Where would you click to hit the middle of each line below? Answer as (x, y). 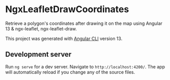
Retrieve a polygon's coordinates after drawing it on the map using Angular (84, 23)
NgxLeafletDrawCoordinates (67, 9)
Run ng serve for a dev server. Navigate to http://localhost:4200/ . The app (85, 66)
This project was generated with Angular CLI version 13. (64, 38)
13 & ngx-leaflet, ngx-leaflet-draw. (41, 28)
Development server (38, 54)
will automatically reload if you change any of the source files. (70, 72)
